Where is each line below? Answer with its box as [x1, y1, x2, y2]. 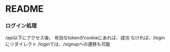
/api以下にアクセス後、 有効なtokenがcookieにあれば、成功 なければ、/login [5, 35, 165, 41]
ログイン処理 [5, 22, 37, 30]
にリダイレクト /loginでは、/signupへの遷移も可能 [5, 41, 111, 47]
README [5, 3, 44, 15]
